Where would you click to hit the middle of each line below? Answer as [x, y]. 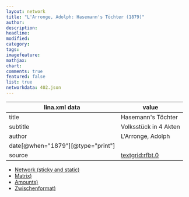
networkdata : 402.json [34, 88]
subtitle [19, 126]
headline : [18, 33]
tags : [13, 50]
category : [18, 44]
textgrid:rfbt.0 [140, 155]
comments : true [24, 71]
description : [22, 28]
